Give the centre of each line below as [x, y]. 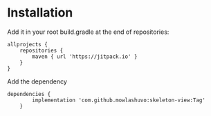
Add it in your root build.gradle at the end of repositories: [88, 32]
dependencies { [29, 94]
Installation [40, 13]
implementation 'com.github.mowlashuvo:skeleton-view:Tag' [119, 100]
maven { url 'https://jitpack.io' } [85, 57]
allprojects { [28, 44]
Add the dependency [37, 81]
